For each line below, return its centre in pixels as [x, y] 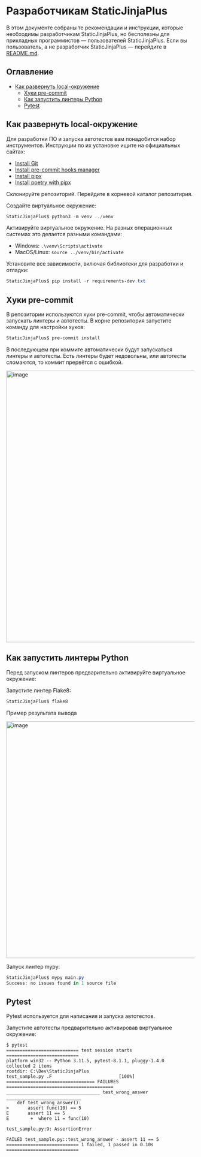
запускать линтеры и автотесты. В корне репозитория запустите [89, 321]
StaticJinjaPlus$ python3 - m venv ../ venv [60, 216]
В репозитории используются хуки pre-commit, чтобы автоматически [95, 314]
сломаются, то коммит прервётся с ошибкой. [65, 362]
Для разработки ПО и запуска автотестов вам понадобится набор [91, 138]
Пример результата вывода [42, 713]
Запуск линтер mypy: [33, 966]
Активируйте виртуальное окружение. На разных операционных [89, 228]
